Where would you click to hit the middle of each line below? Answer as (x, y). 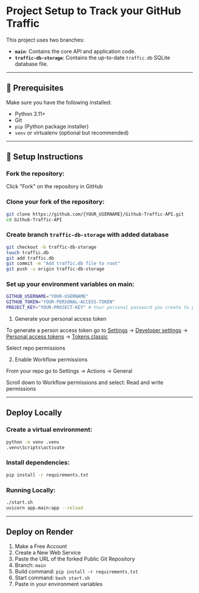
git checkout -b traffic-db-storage (51, 247)
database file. (31, 64)
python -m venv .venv (33, 442)
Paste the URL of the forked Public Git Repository (75, 559)
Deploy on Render (40, 532)
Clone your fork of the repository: (55, 202)
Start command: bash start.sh (52, 578)
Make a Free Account (41, 546)
